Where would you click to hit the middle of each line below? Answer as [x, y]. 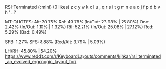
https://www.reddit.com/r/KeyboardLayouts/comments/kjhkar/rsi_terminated [83, 56]
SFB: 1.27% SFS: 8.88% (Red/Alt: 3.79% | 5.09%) [55, 42]
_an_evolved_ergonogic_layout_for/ [41, 61]
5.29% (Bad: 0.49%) [26, 32]
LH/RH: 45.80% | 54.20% [31, 51]
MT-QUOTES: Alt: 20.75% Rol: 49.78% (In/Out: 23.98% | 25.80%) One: [77, 22]
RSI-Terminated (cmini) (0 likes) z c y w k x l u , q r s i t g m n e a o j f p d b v [83, 7]
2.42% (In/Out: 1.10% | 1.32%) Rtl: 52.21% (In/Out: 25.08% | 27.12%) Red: [79, 27]
